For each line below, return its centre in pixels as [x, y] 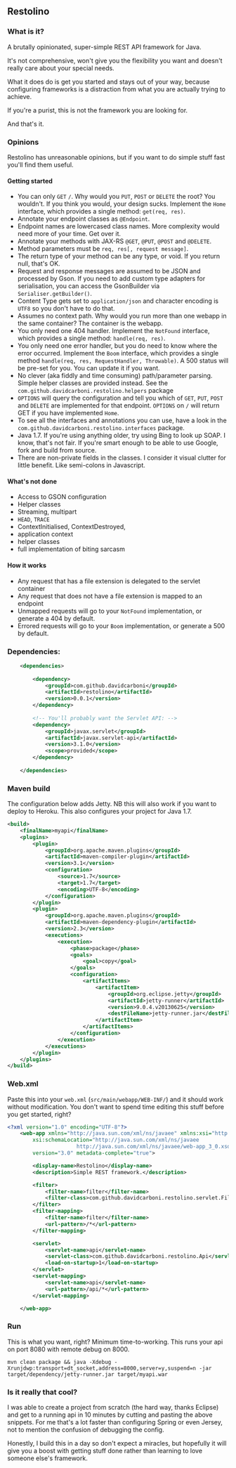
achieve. [20, 96]
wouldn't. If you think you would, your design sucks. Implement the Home [122, 204]
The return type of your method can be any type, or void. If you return [119, 256]
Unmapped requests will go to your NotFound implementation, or [110, 611]
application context [45, 534]
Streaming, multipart [47, 512]
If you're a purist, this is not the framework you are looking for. [98, 110]
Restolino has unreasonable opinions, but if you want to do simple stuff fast [116, 157]
